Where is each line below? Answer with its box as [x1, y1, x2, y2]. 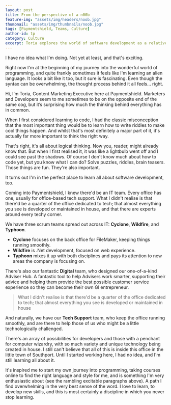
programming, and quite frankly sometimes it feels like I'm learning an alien [5, 70, 163, 76]
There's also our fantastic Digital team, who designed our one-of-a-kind [5, 268, 157, 274]
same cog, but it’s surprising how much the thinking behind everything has [5, 101, 162, 107]
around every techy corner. [5, 211, 63, 217]
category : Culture [5, 36, 44, 41]
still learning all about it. [5, 357, 55, 363]
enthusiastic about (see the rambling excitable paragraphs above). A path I [5, 377, 162, 384]
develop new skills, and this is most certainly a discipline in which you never [5, 388, 164, 395]
